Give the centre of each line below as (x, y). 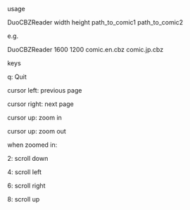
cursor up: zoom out (37, 131)
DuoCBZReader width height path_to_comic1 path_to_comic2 (95, 22)
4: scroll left (25, 172)
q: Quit (17, 77)
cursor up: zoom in (34, 118)
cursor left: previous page (45, 90)
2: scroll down (28, 158)
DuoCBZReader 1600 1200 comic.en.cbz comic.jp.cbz (85, 50)
